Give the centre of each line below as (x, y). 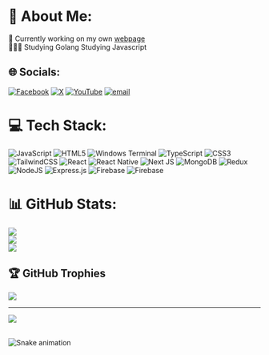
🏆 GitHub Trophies (57, 274)
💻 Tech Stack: (58, 125)
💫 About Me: (50, 16)
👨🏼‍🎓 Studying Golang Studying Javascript (78, 46)
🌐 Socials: (34, 73)
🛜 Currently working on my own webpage (77, 38)
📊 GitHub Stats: (63, 204)
